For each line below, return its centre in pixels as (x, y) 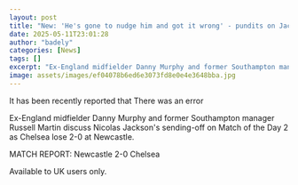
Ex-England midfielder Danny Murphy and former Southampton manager (142, 117)
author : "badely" (41, 42)
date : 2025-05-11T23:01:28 (59, 34)
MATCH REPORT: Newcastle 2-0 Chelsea (85, 154)
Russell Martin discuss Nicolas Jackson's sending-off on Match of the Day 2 (149, 127)
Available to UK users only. (58, 171)
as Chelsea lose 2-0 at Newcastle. (72, 137)
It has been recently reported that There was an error (106, 101)
